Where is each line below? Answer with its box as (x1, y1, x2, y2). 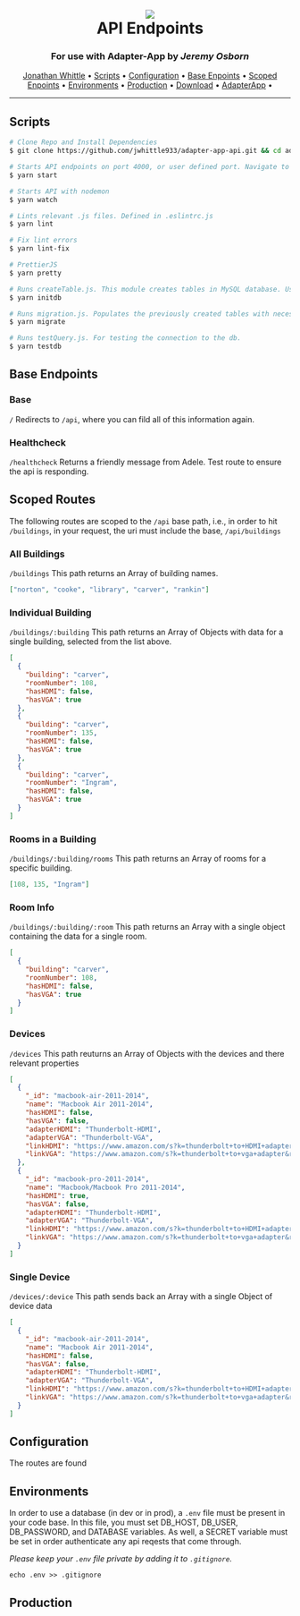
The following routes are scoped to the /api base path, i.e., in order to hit (9, 515, 279, 526)
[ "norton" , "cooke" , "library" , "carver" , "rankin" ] (9, 585, 210, 594)
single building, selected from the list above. (9, 636, 172, 647)
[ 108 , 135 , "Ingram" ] (9, 880, 90, 889)
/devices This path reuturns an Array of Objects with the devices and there (9, 1048, 285, 1059)
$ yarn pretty (9, 268, 62, 277)
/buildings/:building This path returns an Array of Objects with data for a (9, 626, 284, 638)
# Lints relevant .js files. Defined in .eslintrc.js (9, 211, 214, 220)
